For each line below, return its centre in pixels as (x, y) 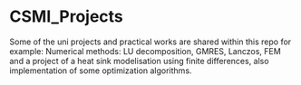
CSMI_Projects (67, 17)
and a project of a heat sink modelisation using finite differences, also (139, 61)
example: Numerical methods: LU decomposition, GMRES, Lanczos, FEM (145, 51)
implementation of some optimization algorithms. (101, 71)
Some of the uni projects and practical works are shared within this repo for (150, 42)
